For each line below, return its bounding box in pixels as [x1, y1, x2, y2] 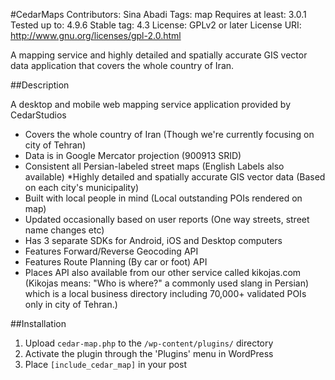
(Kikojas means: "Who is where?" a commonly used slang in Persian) [24, 277, 310, 289]
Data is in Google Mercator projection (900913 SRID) [24, 150, 242, 161]
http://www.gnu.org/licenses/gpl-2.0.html [10, 30, 182, 41]
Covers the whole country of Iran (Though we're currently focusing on [24, 129, 315, 140]
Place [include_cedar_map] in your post [24, 359, 188, 370]
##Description [10, 79, 70, 91]
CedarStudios [10, 109, 67, 121]
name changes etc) [24, 224, 105, 236]
